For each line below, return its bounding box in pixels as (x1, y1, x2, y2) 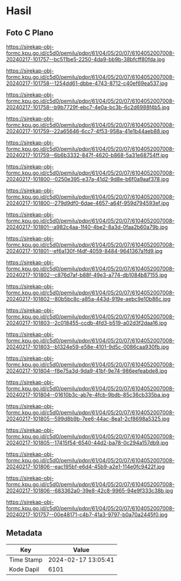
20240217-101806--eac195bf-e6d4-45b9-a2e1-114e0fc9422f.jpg (6, 463, 165, 470)
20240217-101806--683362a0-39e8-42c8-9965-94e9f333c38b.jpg (6, 487, 173, 494)
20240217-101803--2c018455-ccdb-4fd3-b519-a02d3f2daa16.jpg (6, 320, 167, 326)
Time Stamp (9, 556, 43, 564)
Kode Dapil (9, 565, 40, 573)
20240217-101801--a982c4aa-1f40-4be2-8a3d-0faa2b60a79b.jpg (6, 224, 168, 231)
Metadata (6, 528, 42, 538)
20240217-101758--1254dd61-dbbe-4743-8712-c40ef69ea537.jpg (6, 80, 168, 87)
